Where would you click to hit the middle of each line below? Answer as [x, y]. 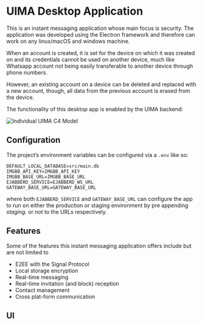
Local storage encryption [47, 271]
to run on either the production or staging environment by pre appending [97, 205]
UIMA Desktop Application [75, 11]
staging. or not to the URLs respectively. [57, 211]
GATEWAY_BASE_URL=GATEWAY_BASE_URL [51, 188]
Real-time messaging [42, 277]
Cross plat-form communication [55, 296]
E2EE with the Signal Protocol [52, 264]
